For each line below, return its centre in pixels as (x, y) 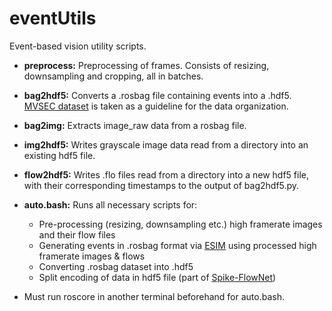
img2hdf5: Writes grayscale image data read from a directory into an (166, 144)
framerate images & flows (92, 256)
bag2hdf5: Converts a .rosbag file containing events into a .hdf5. (157, 95)
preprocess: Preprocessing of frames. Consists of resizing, (146, 65)
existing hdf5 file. (59, 155)
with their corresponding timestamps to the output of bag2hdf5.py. (161, 185)
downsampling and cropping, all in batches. (113, 76)
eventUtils (53, 18)
